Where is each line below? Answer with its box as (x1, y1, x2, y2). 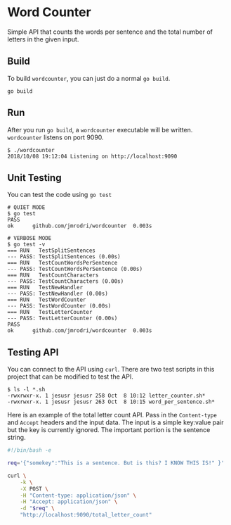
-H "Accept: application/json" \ (20, 498, 118, 505)
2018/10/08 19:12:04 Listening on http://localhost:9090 (7, 153, 178, 160)
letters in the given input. (7, 34, 79, 43)
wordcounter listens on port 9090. (7, 133, 104, 141)
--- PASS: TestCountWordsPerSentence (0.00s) (7, 265, 143, 273)
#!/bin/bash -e (7, 447, 52, 454)
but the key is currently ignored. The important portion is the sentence (7, 426, 211, 434)
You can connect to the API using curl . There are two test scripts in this (7, 365, 215, 374)
